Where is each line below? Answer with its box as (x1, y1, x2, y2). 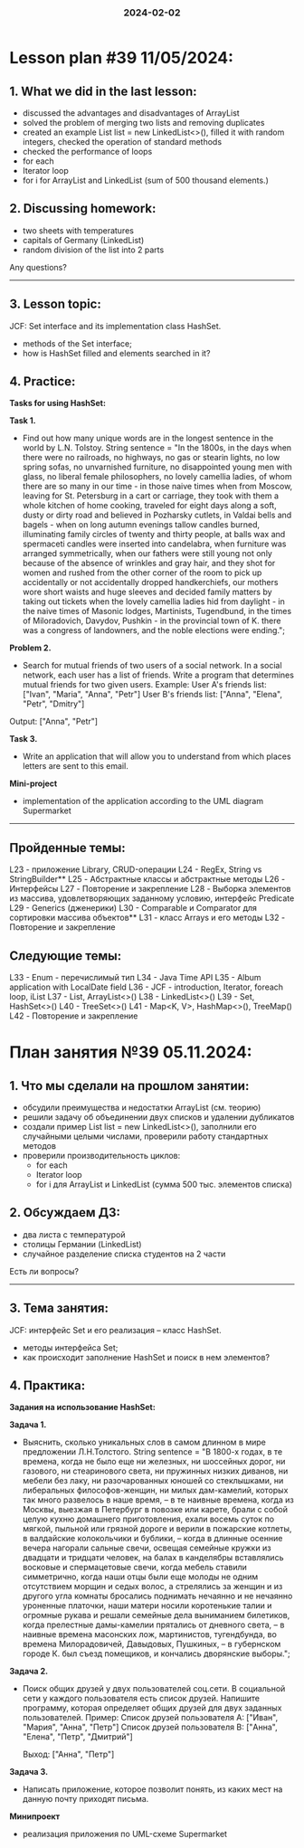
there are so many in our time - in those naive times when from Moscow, (22, 481, 293, 492)
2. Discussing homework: (9, 201, 157, 216)
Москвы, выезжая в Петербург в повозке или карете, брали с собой (22, 1504, 288, 1515)
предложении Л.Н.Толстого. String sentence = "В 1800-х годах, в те (22, 1446, 283, 1457)
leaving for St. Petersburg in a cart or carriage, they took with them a (22, 490, 279, 501)
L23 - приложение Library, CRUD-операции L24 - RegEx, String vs (9, 864, 262, 875)
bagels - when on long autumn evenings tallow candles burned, (22, 519, 261, 530)
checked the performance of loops (22, 146, 153, 156)
